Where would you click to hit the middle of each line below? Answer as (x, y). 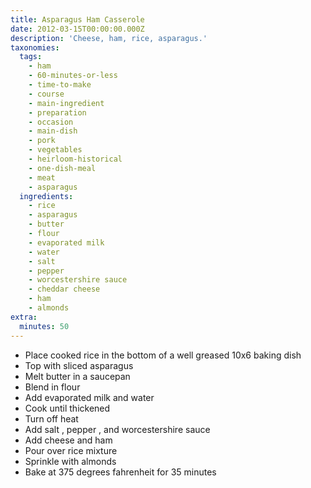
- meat (42, 177)
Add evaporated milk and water (89, 397)
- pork (42, 141)
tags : (31, 57)
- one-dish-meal (62, 168)
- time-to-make (60, 85)
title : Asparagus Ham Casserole (77, 19)
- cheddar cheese (64, 289)
